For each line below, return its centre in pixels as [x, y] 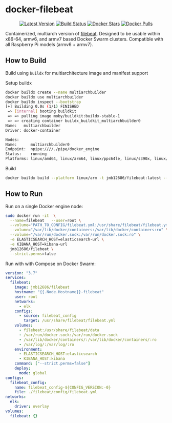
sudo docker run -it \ [31, 216]
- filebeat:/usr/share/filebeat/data [59, 330]
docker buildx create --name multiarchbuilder [56, 92]
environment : [28, 349]
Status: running [26, 154]
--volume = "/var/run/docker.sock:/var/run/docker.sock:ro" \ [75, 235]
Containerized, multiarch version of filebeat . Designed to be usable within [83, 33]
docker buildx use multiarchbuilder [44, 97]
